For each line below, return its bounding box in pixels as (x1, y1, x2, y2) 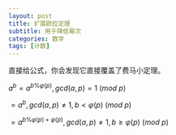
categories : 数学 (8, 34, 65, 43)
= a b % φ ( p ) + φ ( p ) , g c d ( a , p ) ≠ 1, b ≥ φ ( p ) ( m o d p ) (11, 115, 169, 127)
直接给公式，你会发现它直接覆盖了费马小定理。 (8, 66, 165, 76)
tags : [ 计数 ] (8, 42, 50, 50)
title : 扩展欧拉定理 (8, 20, 71, 28)
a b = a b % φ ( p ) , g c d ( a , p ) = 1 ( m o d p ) (8, 82, 127, 93)
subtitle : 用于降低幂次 (8, 27, 81, 35)
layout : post (8, 11, 53, 20)
